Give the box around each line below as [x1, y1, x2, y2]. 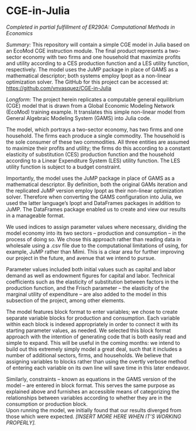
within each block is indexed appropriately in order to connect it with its [6, 320, 178, 327]
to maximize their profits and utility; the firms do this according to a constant [6, 145, 190, 152]
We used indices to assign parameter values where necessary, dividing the [6, 223, 187, 230]
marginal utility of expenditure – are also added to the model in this [6, 290, 167, 297]
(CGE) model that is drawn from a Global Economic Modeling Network [6, 102, 175, 109]
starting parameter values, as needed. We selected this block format [6, 327, 171, 334]
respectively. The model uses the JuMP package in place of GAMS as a [6, 66, 178, 73]
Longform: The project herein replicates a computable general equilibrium [6, 95, 184, 103]
